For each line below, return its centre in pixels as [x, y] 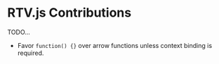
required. [31, 53]
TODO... [19, 32]
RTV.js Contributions [69, 13]
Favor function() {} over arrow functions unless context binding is [115, 45]
